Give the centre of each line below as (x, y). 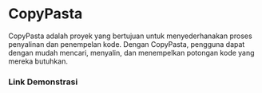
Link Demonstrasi (43, 82)
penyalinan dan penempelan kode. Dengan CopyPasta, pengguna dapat (127, 44)
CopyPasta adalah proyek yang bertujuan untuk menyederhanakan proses (131, 36)
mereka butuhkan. (38, 61)
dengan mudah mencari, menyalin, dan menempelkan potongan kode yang (131, 52)
